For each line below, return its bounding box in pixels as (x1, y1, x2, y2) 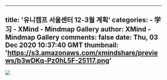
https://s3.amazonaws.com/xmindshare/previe (7, 49, 158, 57)
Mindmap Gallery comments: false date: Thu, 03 (5, 33, 158, 42)
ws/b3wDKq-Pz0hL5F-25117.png (5, 57, 109, 65)
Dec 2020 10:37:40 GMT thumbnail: (5, 41, 119, 50)
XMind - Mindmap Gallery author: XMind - (17, 25, 151, 34)
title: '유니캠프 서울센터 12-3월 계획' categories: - (5, 16, 153, 24)
